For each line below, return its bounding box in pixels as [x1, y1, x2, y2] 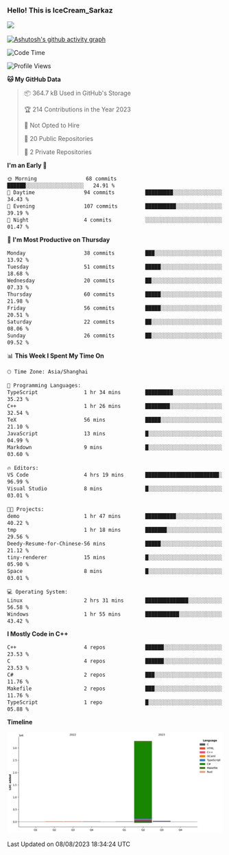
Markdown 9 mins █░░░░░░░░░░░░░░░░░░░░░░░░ [7, 444, 223, 451]
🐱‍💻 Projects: [7, 506, 45, 513]
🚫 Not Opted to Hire [23, 121, 80, 129]
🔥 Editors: [7, 465, 39, 472]
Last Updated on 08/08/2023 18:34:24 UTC [7, 840, 131, 848]
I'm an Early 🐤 [7, 161, 47, 170]
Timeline [7, 718, 33, 726]
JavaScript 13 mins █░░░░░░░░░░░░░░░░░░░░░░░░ [7, 431, 223, 437]
